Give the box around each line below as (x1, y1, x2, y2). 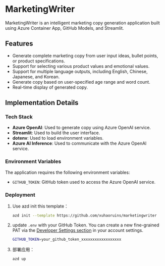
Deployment (5, 191, 36, 198)
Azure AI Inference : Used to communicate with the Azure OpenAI (12, 140, 147, 147)
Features (5, 40, 33, 48)
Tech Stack (5, 113, 33, 120)
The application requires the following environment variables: (5, 169, 130, 175)
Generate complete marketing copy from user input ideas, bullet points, (12, 53, 159, 58)
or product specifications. (12, 58, 65, 64)
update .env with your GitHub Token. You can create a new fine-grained (12, 222, 160, 228)
